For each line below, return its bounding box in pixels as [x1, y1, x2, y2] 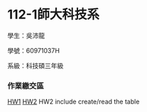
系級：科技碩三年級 [7, 61, 64, 69]
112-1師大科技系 [7, 6, 99, 23]
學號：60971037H [7, 46, 60, 55]
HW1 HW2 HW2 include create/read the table [7, 97, 140, 106]
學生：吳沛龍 [7, 31, 45, 40]
